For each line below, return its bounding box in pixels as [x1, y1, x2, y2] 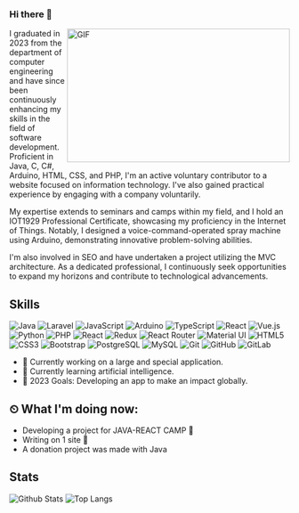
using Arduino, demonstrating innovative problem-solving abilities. [9, 235, 253, 246]
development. [9, 142, 60, 152]
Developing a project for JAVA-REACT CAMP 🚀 [21, 425, 194, 436]
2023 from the [9, 37, 62, 48]
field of [9, 123, 36, 134]
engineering [9, 66, 53, 77]
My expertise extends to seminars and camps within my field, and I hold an [9, 207, 284, 217]
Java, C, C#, [9, 160, 55, 172]
